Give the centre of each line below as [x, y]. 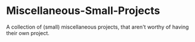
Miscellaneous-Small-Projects [83, 11]
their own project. [28, 33]
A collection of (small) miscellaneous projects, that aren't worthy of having [97, 27]
